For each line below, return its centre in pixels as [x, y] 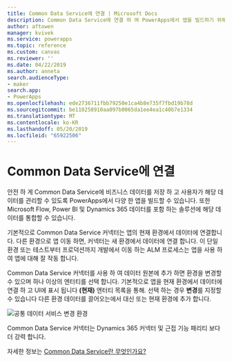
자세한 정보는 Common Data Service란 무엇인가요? [77, 352]
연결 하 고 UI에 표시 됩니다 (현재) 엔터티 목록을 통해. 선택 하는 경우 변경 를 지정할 [115, 290]
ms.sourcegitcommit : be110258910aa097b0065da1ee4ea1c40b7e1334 [100, 110]
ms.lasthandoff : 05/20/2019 [48, 129]
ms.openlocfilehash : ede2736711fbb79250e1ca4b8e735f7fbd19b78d [100, 103]
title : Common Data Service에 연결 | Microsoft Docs [82, 13]
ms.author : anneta [33, 71]
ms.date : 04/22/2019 [37, 65]
